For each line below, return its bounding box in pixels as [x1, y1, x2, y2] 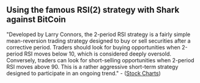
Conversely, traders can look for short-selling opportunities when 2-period [6, 56, 194, 63]
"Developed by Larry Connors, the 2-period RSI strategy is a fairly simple [6, 31, 191, 38]
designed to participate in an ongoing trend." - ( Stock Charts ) [6, 70, 161, 77]
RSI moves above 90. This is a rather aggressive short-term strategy [6, 63, 179, 70]
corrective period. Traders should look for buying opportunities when [6, 43, 180, 51]
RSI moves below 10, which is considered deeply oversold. [24, 50, 172, 57]
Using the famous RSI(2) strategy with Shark [6, 5, 180, 15]
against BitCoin [6, 15, 66, 25]
